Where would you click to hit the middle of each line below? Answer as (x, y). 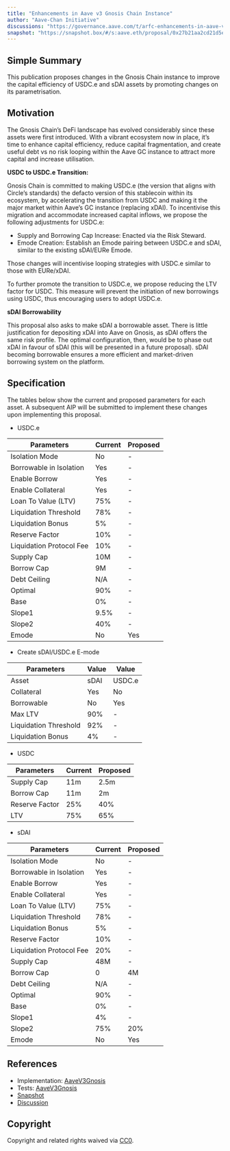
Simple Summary (44, 60)
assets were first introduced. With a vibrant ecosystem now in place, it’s (108, 137)
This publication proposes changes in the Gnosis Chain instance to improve (114, 77)
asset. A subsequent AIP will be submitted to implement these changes (107, 407)
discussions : (26, 26)
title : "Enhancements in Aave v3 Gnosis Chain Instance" (90, 13)
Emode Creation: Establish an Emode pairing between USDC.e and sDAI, (119, 243)
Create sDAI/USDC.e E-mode (58, 652)
